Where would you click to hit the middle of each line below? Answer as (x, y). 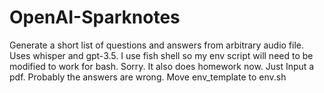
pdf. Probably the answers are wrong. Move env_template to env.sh (148, 77)
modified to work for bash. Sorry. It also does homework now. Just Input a (162, 66)
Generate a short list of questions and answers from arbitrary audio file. (157, 45)
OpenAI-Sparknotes (95, 17)
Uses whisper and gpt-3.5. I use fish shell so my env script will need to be (161, 55)
